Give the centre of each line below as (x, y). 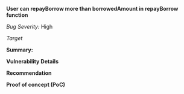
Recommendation (29, 73)
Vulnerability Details (33, 61)
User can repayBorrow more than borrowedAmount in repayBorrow (92, 9)
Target (14, 38)
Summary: (20, 50)
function (17, 15)
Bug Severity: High (30, 27)
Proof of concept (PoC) (36, 84)
